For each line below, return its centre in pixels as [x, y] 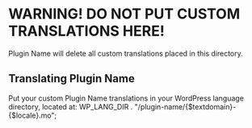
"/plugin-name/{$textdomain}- [185, 106]
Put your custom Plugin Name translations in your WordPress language [126, 98]
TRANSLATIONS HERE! [87, 31]
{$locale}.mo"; [33, 115]
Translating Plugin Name [71, 78]
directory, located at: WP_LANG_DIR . [71, 106]
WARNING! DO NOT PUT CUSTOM [124, 14]
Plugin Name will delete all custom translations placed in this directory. [126, 53]
